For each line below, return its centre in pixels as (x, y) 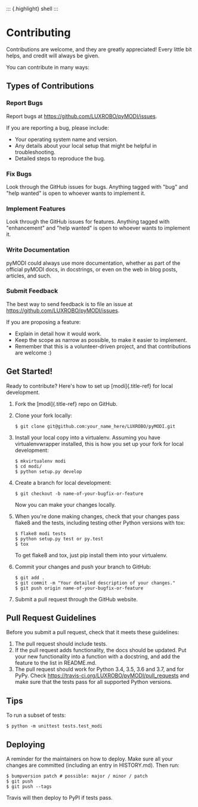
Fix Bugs (19, 174)
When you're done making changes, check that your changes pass (97, 516)
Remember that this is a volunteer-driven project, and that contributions (103, 346)
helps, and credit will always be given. (53, 56)
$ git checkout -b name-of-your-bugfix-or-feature (79, 493)
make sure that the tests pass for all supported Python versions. (93, 682)
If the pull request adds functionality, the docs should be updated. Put (100, 650)
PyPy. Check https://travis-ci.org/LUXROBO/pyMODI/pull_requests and (102, 675)
